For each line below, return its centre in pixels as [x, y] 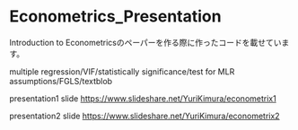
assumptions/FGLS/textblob [61, 81]
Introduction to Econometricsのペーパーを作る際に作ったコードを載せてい [145, 42]
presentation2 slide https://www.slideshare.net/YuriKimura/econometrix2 [145, 116]
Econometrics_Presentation [115, 17]
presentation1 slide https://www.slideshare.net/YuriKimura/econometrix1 [143, 98]
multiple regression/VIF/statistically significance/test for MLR [122, 71]
